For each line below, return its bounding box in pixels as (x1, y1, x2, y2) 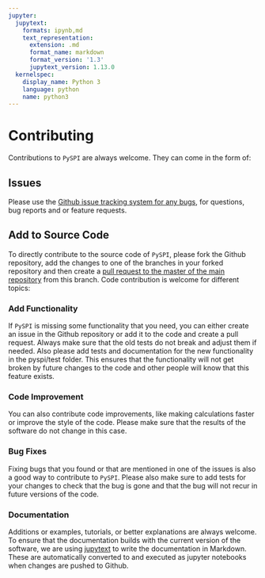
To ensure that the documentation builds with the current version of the (8, 536, 241, 545)
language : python (22, 85, 80, 94)
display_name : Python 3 (22, 78, 101, 86)
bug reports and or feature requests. (8, 205, 127, 215)
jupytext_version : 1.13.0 (28, 63, 115, 71)
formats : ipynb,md (22, 26, 83, 34)
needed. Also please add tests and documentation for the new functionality (8, 346, 254, 356)
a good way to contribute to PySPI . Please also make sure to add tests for (8, 473, 247, 482)
